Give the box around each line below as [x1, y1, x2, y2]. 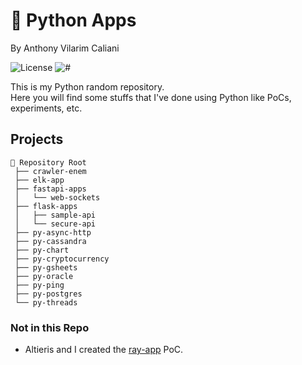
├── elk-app [14, 175, 65, 185]
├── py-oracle [14, 271, 74, 281]
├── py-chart [14, 245, 70, 255]
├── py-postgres [14, 289, 83, 299]
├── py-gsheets [14, 262, 78, 273]
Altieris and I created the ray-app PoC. [24, 344, 184, 356]
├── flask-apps [14, 201, 78, 211]
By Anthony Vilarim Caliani [10, 42, 120, 54]
